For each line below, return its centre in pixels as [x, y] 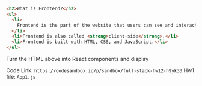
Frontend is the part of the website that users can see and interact [107, 25]
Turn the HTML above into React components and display [78, 59]
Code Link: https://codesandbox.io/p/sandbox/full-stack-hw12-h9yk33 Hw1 [100, 70]
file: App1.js [21, 77]
